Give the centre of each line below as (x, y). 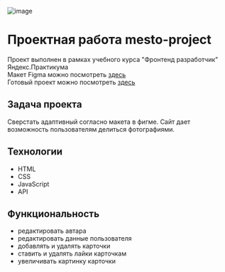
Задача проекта (45, 104)
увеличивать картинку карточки (66, 261)
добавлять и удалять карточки (64, 246)
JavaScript (33, 184)
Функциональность (54, 214)
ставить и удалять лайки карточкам (72, 253)
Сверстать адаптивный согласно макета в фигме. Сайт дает (99, 122)
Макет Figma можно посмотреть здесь (67, 74)
